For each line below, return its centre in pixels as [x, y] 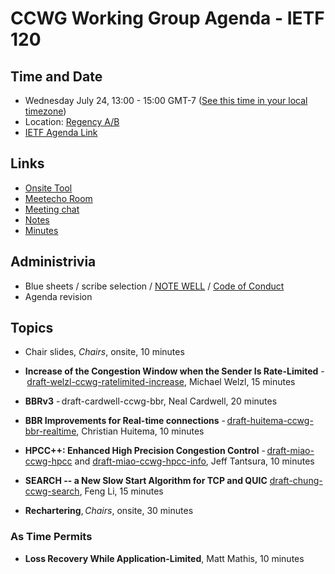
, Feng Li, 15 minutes [121, 491]
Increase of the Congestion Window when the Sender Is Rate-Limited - [174, 371]
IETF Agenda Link [61, 132]
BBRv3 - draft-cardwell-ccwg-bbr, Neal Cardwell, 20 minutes [151, 401]
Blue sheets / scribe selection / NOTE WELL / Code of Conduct [154, 286]
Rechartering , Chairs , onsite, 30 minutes [109, 511]
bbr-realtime [50, 431]
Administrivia [53, 262]
